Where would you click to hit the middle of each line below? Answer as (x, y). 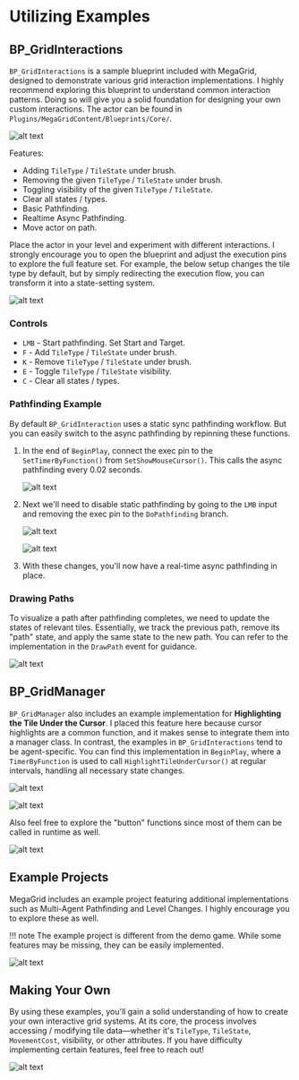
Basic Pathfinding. (56, 208)
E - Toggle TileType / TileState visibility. (97, 371)
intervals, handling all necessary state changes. (97, 770)
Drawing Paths (42, 599)
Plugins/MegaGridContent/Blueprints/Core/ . (91, 119)
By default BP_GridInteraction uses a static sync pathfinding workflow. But (148, 423)
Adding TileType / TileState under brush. (99, 170)
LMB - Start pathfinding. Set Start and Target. (104, 343)
